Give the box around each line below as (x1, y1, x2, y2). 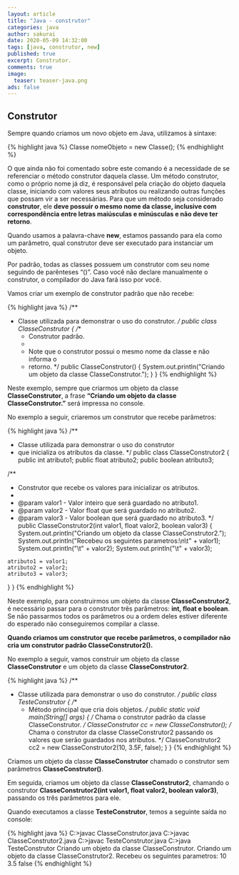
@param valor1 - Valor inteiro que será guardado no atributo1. (17, 499, 199, 507)
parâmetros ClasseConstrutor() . (7, 765, 103, 774)
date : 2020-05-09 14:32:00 (7, 37, 88, 44)
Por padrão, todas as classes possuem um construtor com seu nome (7, 260, 210, 269)
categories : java (7, 24, 59, 31)
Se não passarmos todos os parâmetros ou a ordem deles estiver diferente (7, 612, 228, 621)
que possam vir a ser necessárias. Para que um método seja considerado (7, 194, 223, 204)
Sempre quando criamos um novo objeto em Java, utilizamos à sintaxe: (7, 129, 217, 138)
